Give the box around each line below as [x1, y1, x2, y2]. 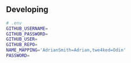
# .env [6, 20, 22, 26]
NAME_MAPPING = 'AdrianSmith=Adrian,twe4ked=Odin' [6, 47, 126, 53]
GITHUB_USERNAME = [6, 26, 48, 32]
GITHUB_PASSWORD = [6, 31, 48, 37]
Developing [6, 5, 48, 15]
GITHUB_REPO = [6, 42, 38, 48]
